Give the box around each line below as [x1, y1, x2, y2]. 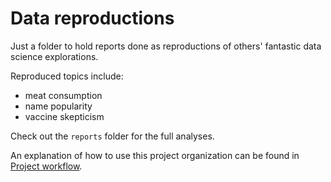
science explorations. [10, 50, 99, 62]
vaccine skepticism [24, 110, 105, 122]
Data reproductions [10, 7, 175, 30]
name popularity [24, 100, 93, 112]
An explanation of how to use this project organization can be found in [10, 149, 300, 161]
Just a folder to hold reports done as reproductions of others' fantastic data [10, 40, 322, 52]
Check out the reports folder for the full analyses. [10, 130, 215, 142]
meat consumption [24, 89, 103, 101]
